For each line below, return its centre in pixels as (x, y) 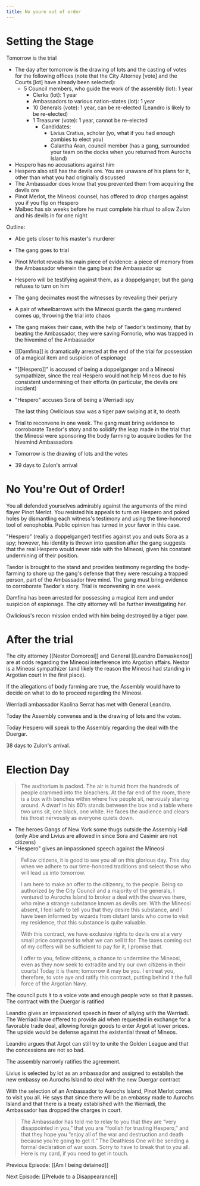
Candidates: (56, 127)
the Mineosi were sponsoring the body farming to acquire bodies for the (103, 435)
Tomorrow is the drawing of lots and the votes (71, 453)
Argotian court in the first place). (46, 675)
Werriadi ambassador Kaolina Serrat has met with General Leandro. (89, 705)
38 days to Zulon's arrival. (38, 746)
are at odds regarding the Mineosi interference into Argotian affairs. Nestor (98, 662)
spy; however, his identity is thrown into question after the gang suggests (96, 543)
